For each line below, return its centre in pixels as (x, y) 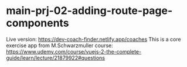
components (38, 23)
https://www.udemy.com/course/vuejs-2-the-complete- (74, 51)
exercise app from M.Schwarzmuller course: (59, 45)
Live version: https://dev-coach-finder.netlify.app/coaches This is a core (93, 39)
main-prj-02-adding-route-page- (89, 11)
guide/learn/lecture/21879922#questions (56, 58)
